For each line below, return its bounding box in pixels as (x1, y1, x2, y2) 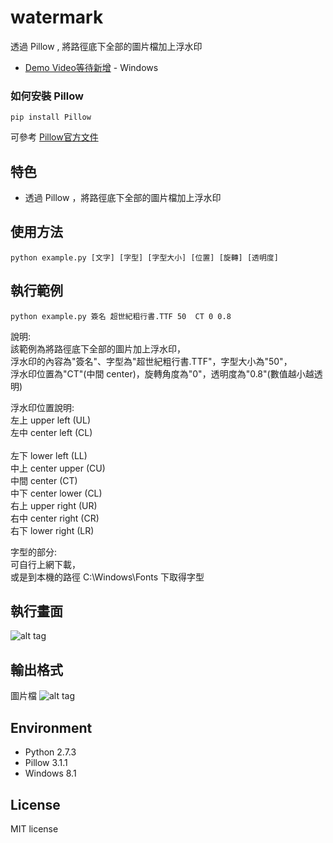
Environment (10, 719, 93, 736)
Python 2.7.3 (24, 746, 77, 758)
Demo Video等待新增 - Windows (24, 61, 159, 73)
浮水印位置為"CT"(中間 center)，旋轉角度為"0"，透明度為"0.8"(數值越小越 (10, 367, 315, 380)
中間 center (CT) (10, 474, 78, 486)
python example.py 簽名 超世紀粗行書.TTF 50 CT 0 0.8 (10, 311, 232, 321)
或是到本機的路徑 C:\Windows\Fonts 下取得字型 (10, 571, 205, 583)
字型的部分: (10, 546, 58, 558)
